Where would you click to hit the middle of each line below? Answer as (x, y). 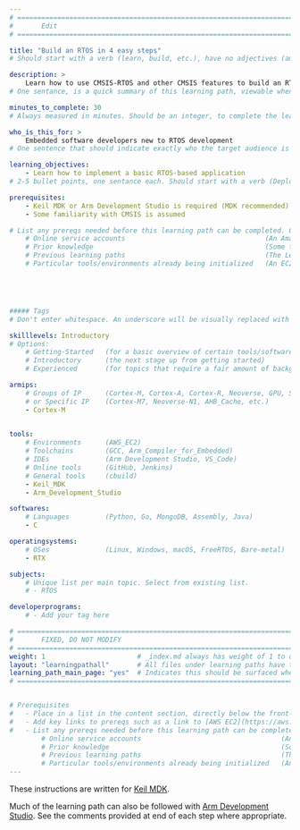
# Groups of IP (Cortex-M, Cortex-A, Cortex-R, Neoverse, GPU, (155, 393)
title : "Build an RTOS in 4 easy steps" (86, 50)
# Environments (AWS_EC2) (83, 443)
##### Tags (29, 311)
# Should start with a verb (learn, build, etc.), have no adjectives (143, 59)
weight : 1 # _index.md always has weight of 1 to (147, 656)
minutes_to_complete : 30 (55, 107)
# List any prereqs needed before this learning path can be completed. (147, 230)
